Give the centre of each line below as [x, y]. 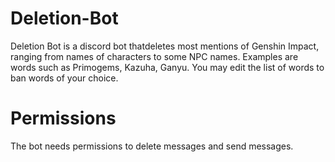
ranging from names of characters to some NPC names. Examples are [154, 56]
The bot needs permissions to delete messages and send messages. [152, 146]
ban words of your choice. [64, 78]
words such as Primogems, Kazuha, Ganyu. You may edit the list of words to [167, 67]
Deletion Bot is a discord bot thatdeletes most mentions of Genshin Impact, [165, 46]
